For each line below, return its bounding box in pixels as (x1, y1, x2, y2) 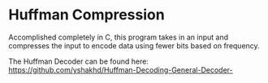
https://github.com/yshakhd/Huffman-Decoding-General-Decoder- (8, 64, 233, 74)
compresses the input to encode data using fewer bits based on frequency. (8, 40, 260, 50)
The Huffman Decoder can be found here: (8, 56, 149, 66)
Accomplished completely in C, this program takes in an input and (8, 32, 229, 42)
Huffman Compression (8, 6, 165, 24)
